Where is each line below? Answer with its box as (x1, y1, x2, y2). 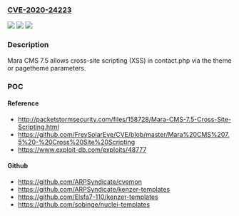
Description (7, 40, 49, 50)
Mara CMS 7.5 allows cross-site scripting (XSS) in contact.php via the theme (7, 56, 232, 65)
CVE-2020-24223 (7, 5, 72, 15)
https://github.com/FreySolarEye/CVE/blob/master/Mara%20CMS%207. (17, 130, 230, 138)
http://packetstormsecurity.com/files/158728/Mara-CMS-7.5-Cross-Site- (17, 115, 232, 123)
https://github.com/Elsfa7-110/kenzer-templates (17, 192, 158, 201)
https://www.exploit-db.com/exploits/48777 (17, 145, 147, 154)
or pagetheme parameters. (7, 63, 86, 72)
